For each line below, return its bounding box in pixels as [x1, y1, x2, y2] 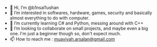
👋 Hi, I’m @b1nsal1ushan [9, 5, 59, 10]
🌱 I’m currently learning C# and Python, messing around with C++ [9, 20, 144, 26]
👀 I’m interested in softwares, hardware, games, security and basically [9, 10, 153, 16]
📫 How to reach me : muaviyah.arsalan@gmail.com [9, 36, 115, 42]
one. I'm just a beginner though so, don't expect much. [9, 31, 122, 36]
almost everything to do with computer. [9, 15, 90, 21]
